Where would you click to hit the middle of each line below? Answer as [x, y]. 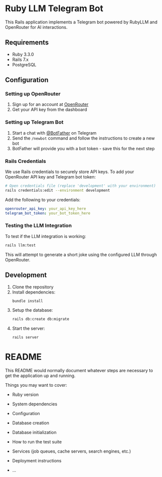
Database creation [31, 423]
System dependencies [35, 404]
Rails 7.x [20, 60]
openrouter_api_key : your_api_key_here [46, 209]
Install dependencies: [34, 292]
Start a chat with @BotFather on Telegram [54, 133]
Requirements [27, 43]
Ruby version [25, 395]
